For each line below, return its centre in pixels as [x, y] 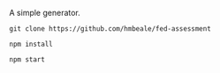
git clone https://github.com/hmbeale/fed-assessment [110, 29]
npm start [27, 60]
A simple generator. [45, 13]
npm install [31, 44]
